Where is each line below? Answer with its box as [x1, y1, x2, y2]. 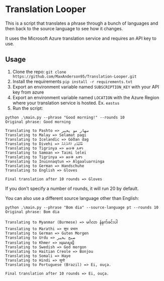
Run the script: [12, 105, 43, 111]
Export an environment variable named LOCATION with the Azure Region [12, 94, 159, 100]
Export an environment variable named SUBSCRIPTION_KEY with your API [12, 84, 159, 90]
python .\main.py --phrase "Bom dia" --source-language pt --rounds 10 [5, 205, 158, 210]
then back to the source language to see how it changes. [5, 25, 123, 31]
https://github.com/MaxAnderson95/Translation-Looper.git [12, 74, 137, 79]
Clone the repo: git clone [12, 68, 66, 75]
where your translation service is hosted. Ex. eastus [12, 100, 120, 106]
